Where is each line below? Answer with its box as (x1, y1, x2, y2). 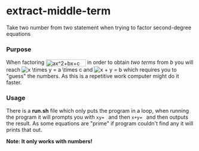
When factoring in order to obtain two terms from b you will (6, 58, 194, 66)
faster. (6, 79, 22, 86)
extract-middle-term (6, 4, 111, 18)
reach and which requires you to (6, 66, 177, 73)
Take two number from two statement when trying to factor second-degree (6, 24, 192, 31)
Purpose (6, 45, 32, 53)
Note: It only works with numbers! (6, 138, 93, 145)
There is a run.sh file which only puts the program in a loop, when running (6, 107, 189, 115)
